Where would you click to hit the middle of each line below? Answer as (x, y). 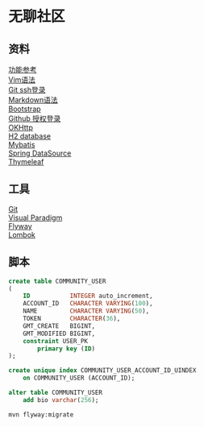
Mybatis (22, 145)
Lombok (22, 234)
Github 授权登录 (35, 118)
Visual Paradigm (35, 218)
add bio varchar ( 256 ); (61, 400)
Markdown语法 (33, 100)
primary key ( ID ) (66, 348)
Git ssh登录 (27, 90)
